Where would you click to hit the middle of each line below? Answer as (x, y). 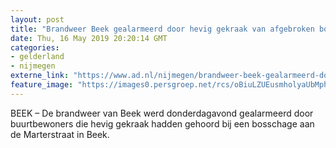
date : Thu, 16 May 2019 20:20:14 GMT (89, 38)
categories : (35, 47)
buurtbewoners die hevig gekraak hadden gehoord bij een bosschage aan (162, 123)
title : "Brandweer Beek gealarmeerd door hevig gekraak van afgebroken (162, 29)
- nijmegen (33, 66)
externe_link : (40, 76)
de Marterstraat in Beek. (60, 134)
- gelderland (37, 57)
